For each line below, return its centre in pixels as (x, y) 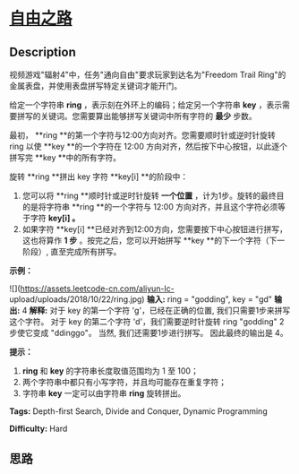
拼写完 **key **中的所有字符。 (65, 157)
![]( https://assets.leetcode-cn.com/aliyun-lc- (92, 289)
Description (43, 52)
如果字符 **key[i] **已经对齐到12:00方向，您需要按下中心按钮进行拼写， (155, 229)
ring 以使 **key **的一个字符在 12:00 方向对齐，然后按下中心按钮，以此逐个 (149, 146)
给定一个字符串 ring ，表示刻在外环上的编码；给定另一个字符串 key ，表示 (146, 105)
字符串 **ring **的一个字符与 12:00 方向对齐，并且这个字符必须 (162, 207)
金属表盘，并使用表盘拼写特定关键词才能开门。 (95, 86)
